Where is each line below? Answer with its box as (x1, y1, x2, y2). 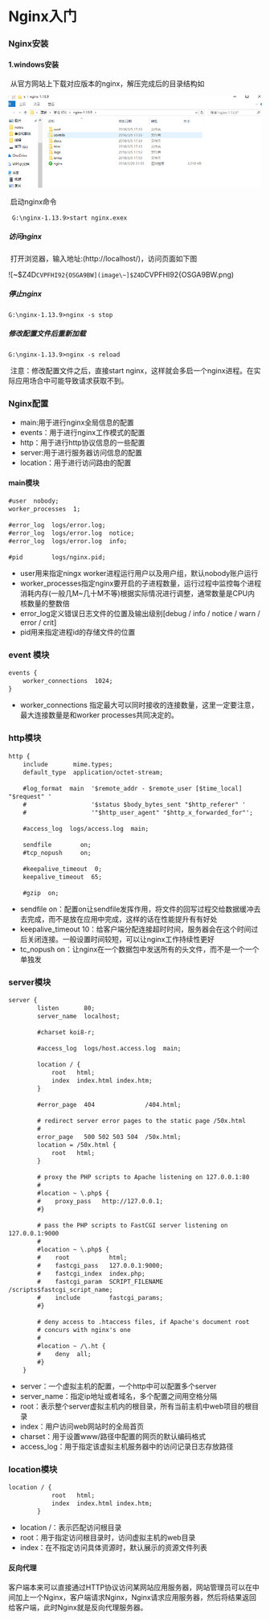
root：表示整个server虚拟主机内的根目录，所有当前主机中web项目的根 (19, 1401, 252, 1412)
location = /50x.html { (37, 1141, 117, 1149)
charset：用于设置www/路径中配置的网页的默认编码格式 (19, 1432, 207, 1441)
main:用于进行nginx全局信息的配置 (19, 417, 134, 427)
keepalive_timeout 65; (22, 873, 103, 881)
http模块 (8, 733, 42, 744)
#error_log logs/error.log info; (8, 537, 128, 545)
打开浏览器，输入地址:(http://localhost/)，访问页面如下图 (10, 253, 198, 263)
